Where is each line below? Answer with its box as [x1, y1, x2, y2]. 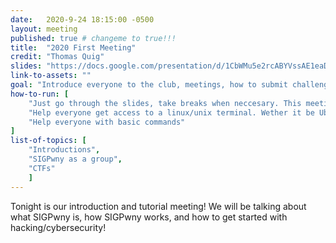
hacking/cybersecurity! [10, 221, 107, 233]
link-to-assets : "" [10, 71, 92, 81]
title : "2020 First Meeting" [10, 42, 137, 53]
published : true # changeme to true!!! [10, 33, 177, 43]
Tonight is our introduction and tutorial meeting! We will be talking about [10, 200, 307, 212]
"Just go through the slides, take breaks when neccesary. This [28, 98, 302, 108]
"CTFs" [28, 163, 56, 173]
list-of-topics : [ [10, 136, 87, 146]
